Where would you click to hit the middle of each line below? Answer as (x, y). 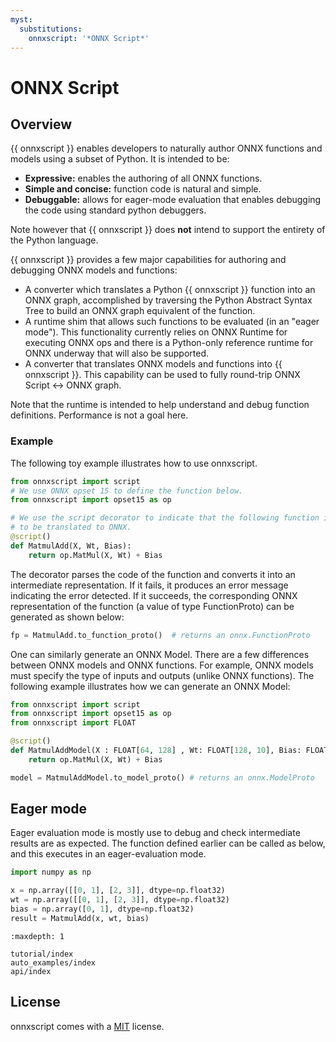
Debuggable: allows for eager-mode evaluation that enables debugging (173, 200)
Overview (41, 124)
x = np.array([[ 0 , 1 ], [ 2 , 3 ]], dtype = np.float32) (118, 891)
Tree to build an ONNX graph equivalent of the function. (140, 311)
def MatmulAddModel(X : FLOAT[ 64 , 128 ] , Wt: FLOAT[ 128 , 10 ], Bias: (156, 751)
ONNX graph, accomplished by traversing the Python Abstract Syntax (168, 300)
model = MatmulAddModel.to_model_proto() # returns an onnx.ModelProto (162, 777)
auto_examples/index (53, 962)
